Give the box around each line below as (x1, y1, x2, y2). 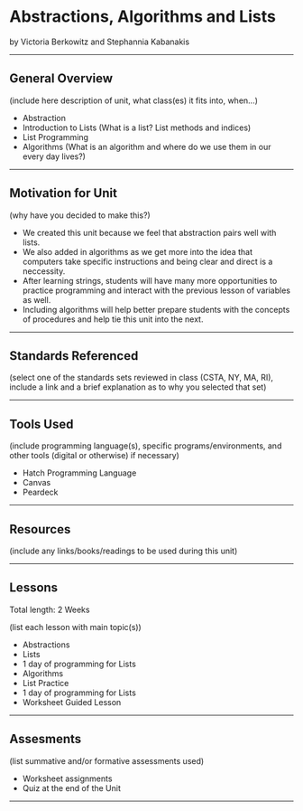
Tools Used (9, 416, 74, 431)
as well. (22, 294, 51, 305)
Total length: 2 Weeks (9, 604, 90, 615)
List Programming (22, 131, 88, 142)
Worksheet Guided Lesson (22, 696, 122, 707)
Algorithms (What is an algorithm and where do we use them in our (22, 141, 271, 152)
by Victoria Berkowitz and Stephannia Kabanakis (9, 36, 190, 47)
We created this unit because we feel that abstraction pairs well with (22, 227, 277, 238)
